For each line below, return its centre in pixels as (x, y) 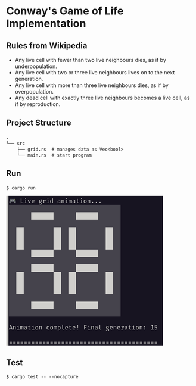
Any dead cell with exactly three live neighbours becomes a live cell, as (102, 98)
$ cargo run (21, 188)
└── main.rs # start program (55, 155)
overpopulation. (34, 91)
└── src (16, 143)
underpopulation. (36, 66)
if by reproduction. (38, 104)
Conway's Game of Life (65, 11)
